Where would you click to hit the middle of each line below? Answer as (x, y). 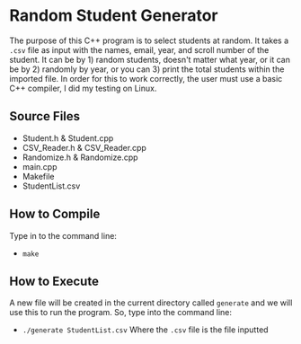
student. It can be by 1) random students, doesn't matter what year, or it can (150, 59)
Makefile (38, 176)
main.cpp (40, 166)
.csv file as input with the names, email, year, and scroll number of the (139, 49)
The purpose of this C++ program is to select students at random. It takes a (149, 40)
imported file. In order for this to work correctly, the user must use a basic (146, 78)
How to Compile (55, 214)
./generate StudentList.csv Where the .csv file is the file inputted (145, 330)
